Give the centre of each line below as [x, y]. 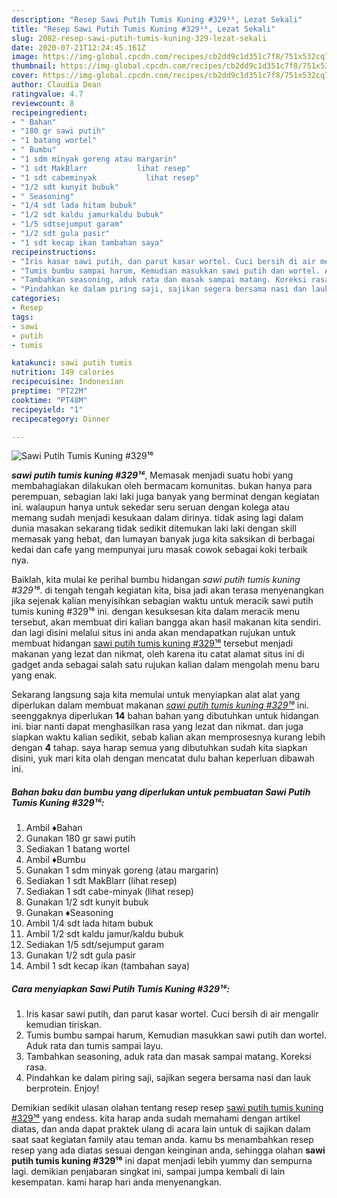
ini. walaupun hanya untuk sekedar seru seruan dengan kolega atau [150, 507]
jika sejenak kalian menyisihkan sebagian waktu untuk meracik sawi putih [162, 601]
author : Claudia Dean [56, 85]
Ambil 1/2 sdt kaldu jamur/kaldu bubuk [104, 934]
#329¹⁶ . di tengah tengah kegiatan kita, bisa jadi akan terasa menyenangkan [167, 590]
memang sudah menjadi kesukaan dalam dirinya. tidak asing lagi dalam [157, 518]
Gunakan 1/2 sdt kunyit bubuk [87, 902]
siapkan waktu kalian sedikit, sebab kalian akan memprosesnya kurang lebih [168, 737]
